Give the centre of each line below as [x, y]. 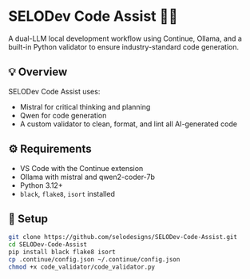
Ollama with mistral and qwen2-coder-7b [87, 177]
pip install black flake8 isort [62, 252]
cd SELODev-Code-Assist [48, 245]
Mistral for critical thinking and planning [85, 106]
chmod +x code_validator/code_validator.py [82, 267]
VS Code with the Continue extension [81, 168]
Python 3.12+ [41, 185]
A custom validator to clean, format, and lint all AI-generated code [129, 124]
